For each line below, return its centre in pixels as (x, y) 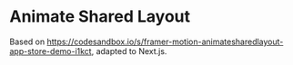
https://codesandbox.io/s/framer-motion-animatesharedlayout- (165, 42)
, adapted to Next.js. (129, 51)
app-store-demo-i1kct (51, 51)
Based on (27, 42)
